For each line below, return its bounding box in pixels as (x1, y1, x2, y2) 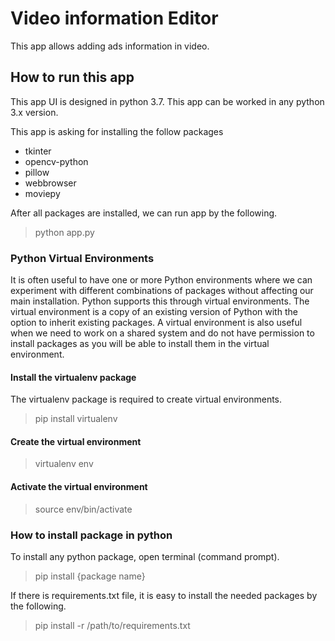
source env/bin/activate (34, 503, 133, 515)
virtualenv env (34, 458, 94, 470)
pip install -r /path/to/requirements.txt (34, 619, 191, 631)
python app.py (34, 226, 95, 238)
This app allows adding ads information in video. (10, 40, 210, 52)
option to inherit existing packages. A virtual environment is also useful (10, 317, 303, 329)
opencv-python (24, 155, 89, 167)
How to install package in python (10, 528, 173, 542)
